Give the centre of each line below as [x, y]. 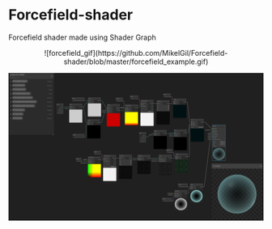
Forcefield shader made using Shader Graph [82, 37]
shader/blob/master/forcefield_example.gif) [136, 61]
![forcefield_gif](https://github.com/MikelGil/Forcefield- [136, 53]
